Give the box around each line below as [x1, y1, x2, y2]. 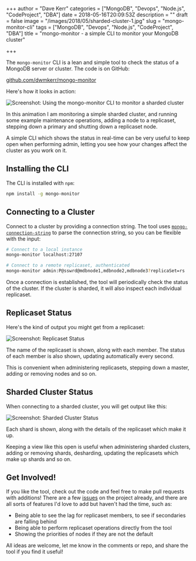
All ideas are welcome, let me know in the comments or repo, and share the [6, 542, 189, 549]
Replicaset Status [6, 308, 72, 318]
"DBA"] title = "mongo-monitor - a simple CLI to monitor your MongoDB [6, 30, 179, 37]
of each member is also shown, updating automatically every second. [6, 352, 174, 360]
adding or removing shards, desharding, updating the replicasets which [6, 449, 179, 457]
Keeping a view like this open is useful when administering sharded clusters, [6, 443, 191, 450]
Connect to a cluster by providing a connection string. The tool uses [6, 222, 171, 229]
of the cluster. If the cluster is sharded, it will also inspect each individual [6, 285, 182, 292]
